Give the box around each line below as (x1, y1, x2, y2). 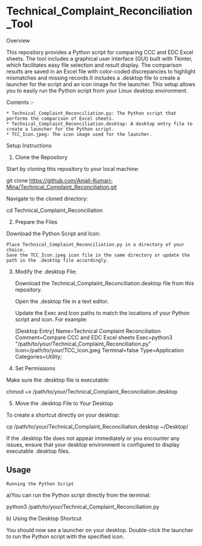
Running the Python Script (6, 480, 74, 487)
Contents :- (6, 98, 35, 106)
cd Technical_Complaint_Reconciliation (6, 206, 103, 214)
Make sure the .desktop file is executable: (6, 376, 110, 383)
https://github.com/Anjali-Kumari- (29, 176, 113, 184)
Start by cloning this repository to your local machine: (6, 165, 140, 172)
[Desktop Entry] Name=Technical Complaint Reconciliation (14, 327, 161, 335)
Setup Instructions (6, 141, 52, 149)
